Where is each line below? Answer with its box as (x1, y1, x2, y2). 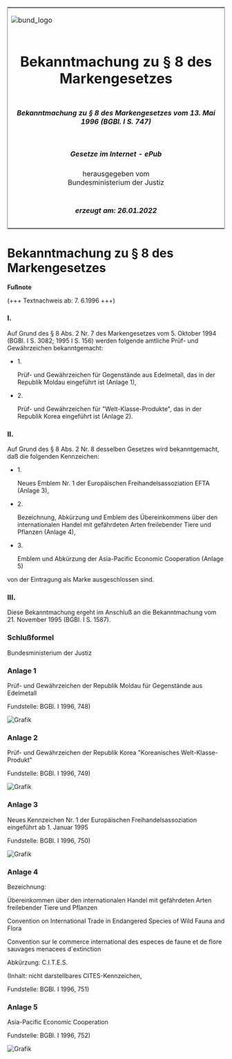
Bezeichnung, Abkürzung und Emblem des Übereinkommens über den (17, 513, 218, 522)
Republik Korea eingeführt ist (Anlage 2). (17, 412, 133, 420)
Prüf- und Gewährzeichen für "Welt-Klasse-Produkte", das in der (17, 404, 202, 413)
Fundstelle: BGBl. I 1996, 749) (7, 770, 91, 778)
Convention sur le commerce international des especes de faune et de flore (7, 937, 222, 946)
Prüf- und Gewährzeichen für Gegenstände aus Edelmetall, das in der (17, 370, 215, 379)
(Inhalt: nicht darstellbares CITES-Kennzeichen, (7, 971, 142, 980)
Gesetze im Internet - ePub (70, 149, 162, 158)
